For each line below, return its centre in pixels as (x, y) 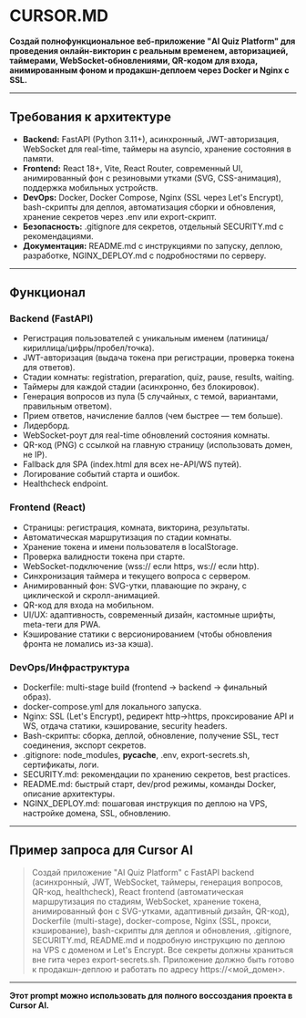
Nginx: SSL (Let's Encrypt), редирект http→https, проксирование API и (158, 716)
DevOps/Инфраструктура (70, 667)
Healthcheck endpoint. (66, 483)
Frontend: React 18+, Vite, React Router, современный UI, (133, 168)
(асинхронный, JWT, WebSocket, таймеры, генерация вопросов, (158, 882)
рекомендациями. (58, 236)
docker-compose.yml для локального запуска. (112, 707)
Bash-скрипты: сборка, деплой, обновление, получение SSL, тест (151, 736)
